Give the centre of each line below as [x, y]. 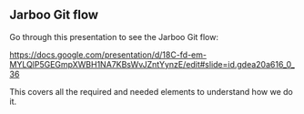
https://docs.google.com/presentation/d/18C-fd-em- [108, 55]
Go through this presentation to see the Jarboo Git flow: [114, 36]
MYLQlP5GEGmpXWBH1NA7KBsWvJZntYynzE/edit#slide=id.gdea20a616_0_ [152, 64]
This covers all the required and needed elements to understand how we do [151, 91]
